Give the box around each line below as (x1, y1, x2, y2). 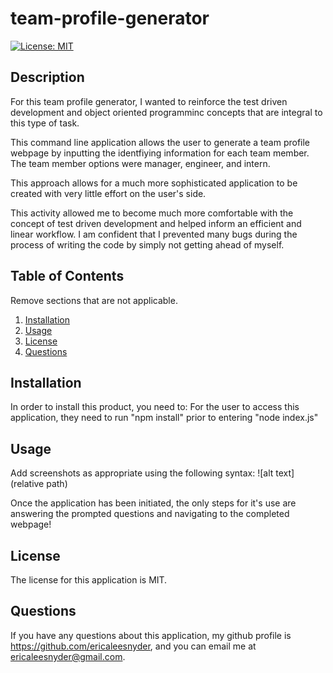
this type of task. (10, 117, 80, 129)
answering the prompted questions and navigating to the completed (10, 508, 290, 520)
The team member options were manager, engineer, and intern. (10, 157, 271, 169)
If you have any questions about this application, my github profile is (10, 629, 292, 641)
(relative (10, 478, 45, 490)
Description (10, 69, 85, 86)
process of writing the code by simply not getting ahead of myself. (10, 238, 285, 251)
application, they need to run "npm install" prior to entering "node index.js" (10, 412, 319, 424)
